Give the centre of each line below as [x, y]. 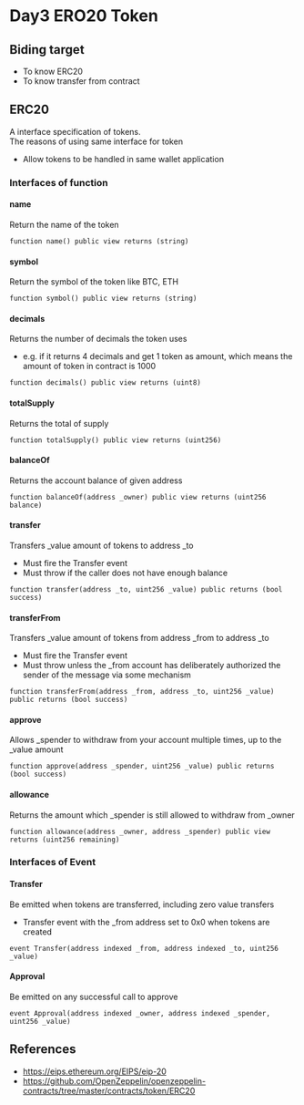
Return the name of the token [65, 224]
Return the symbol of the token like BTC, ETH [94, 282]
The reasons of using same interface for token [96, 141]
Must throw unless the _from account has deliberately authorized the [152, 666]
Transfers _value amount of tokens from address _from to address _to [140, 638]
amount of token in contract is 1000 [89, 367]
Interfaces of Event [53, 862]
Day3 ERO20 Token [84, 16]
